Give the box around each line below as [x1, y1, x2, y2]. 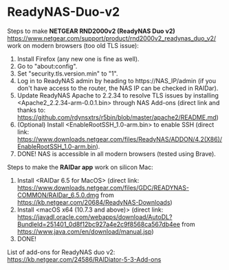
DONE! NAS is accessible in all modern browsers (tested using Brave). [17, 149, 217, 158]
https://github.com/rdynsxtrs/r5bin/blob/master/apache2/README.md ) [17, 113, 219, 121]
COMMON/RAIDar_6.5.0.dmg [17, 190, 100, 199]
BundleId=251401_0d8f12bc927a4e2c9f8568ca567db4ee [17, 220, 181, 228]
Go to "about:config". [17, 62, 78, 70]
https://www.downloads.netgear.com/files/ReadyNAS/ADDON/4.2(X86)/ [17, 135, 222, 143]
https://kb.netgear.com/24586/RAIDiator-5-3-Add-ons [7, 255, 162, 263]
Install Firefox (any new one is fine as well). [17, 54, 140, 63]
